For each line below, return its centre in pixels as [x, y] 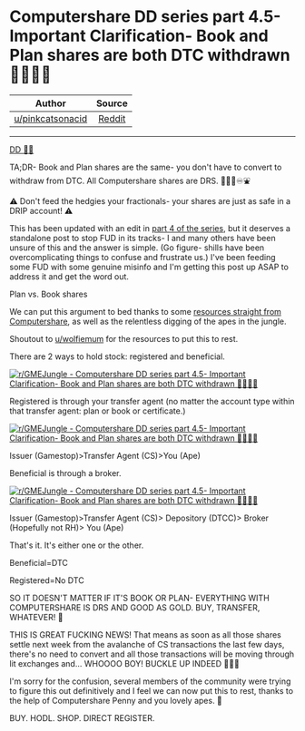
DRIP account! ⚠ [41, 210]
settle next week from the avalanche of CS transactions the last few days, [147, 644]
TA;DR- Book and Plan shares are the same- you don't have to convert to [146, 167]
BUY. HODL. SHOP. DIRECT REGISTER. [82, 717]
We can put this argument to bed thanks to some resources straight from [145, 311]
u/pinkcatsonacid [51, 118]
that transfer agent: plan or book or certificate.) [98, 411]
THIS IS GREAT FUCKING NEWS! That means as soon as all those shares [145, 634]
